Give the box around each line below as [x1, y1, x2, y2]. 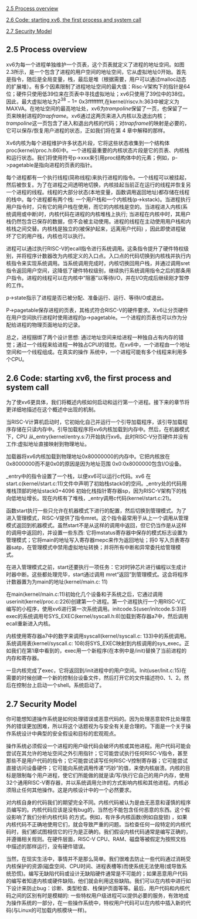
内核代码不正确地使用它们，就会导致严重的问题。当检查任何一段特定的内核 [6, 821, 186, 828]
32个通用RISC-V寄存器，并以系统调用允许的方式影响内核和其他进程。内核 [6, 779, 184, 786]
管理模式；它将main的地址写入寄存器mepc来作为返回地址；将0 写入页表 [6, 537, 180, 544]
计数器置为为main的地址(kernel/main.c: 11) [6, 578, 108, 585]
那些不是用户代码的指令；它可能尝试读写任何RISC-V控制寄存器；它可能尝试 [6, 757, 188, 764]
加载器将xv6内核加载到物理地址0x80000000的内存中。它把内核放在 [6, 453, 171, 460]
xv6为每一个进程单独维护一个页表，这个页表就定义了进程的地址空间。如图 [6, 61, 185, 68]
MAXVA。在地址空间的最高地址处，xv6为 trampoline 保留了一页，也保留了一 [6, 105, 188, 112]
